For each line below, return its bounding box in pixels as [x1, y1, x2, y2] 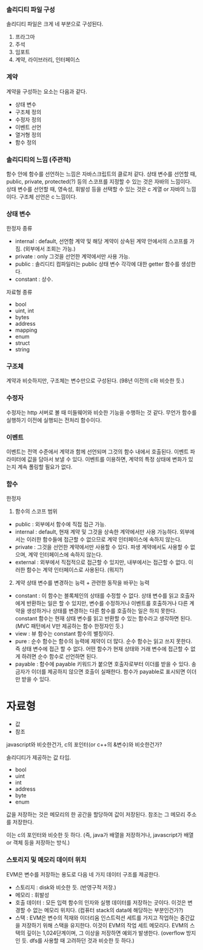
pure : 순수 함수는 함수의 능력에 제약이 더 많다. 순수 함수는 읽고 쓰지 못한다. [15, 638, 193, 645]
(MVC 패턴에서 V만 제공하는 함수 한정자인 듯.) [15, 622, 124, 630]
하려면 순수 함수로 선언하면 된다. [21, 653, 98, 660]
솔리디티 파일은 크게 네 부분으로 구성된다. [6, 20, 104, 28]
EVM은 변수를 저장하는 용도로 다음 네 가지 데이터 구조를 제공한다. [6, 870, 161, 878]
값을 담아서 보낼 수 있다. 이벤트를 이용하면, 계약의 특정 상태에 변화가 [27, 456, 187, 463]
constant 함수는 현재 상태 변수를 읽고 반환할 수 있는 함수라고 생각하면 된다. [15, 615, 192, 622]
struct [15, 339, 30, 347]
